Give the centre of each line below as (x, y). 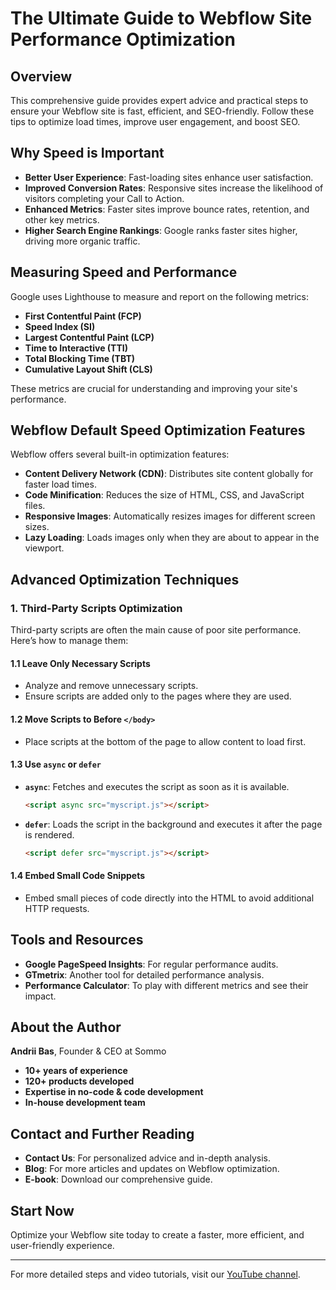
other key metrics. (62, 219)
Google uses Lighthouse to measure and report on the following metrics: (159, 296)
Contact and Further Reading (102, 1133)
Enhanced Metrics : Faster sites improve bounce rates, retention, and (167, 209)
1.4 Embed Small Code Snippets (78, 876)
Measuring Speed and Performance (124, 272)
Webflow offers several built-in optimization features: (120, 454)
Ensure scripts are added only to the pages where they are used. (158, 696)
